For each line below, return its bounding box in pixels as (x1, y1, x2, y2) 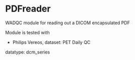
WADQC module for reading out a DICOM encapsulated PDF (5, 20, 130, 26)
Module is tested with (5, 29, 50, 35)
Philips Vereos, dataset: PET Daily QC (12, 39, 91, 45)
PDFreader (5, 3, 51, 15)
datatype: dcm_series (5, 49, 50, 55)
